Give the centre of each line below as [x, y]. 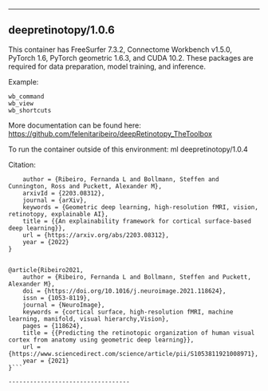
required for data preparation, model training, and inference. [107, 66]
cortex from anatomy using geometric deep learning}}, [101, 340]
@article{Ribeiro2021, [46, 270]
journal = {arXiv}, [55, 200]
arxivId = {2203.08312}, [64, 193]
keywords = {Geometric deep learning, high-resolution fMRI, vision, [141, 207]
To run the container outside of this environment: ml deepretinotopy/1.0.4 [128, 149]
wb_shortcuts [30, 110]
